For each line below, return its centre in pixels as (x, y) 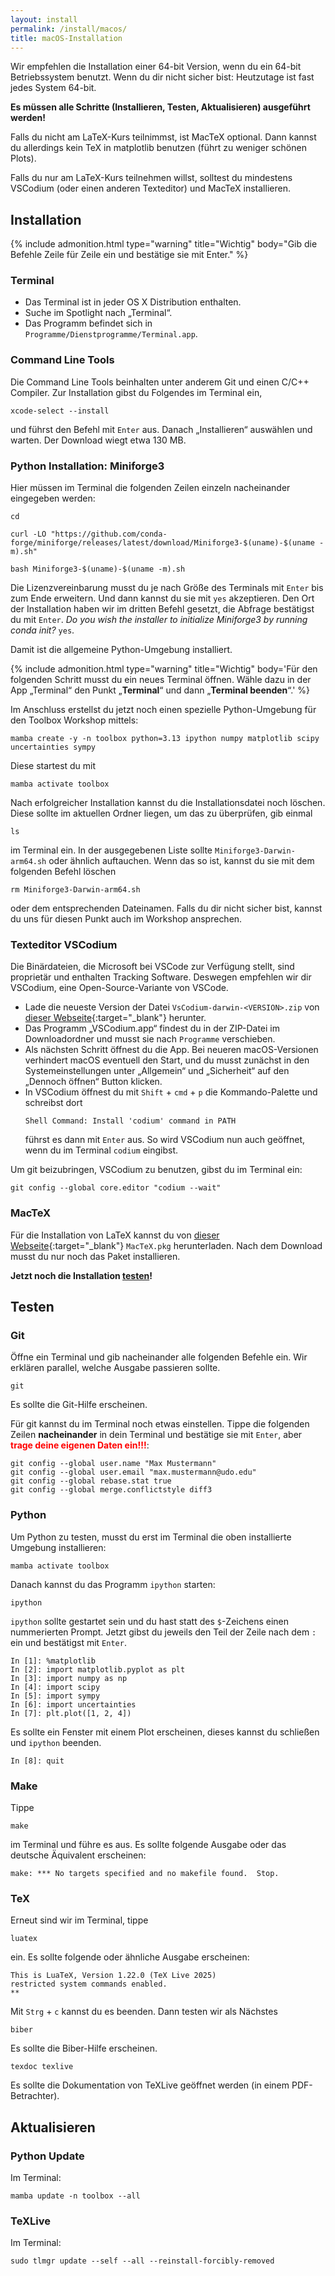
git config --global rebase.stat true (91, 1481)
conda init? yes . (42, 630)
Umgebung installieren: (58, 1547)
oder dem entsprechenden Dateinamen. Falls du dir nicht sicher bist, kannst (166, 908)
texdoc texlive (42, 2067)
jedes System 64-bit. (53, 88)
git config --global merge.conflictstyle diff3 (111, 1490)
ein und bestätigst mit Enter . (68, 1642)
